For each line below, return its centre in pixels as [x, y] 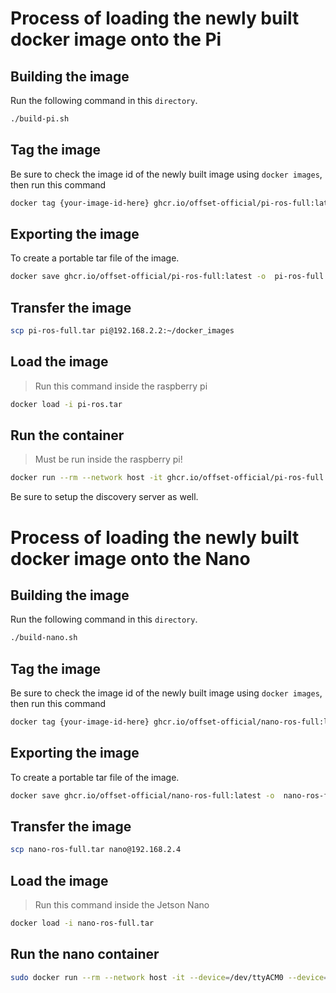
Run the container [67, 435]
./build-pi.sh [40, 119]
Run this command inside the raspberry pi [121, 386]
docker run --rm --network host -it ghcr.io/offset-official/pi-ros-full [167, 478]
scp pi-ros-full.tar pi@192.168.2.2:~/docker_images [122, 331]
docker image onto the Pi [116, 39]
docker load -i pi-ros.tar [66, 404]
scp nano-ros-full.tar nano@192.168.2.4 [96, 850]
